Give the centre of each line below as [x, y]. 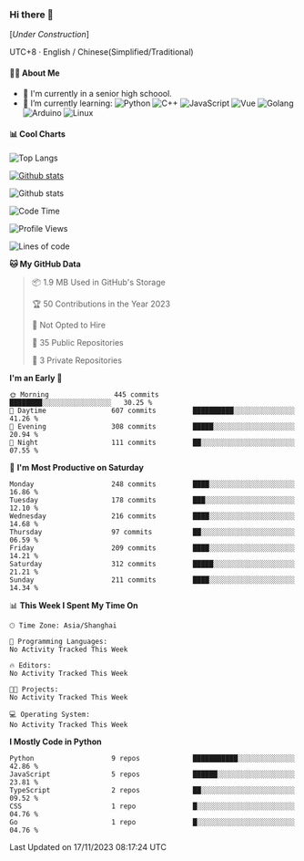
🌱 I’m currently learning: [67, 103]
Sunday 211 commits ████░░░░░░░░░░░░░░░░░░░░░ [152, 580]
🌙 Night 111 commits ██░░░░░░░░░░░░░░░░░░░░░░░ [152, 442]
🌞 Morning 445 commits [84, 394]
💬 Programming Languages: [58, 641]
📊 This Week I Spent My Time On [74, 605]
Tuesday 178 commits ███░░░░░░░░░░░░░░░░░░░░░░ [152, 500]
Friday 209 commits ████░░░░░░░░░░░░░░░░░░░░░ [152, 548]
